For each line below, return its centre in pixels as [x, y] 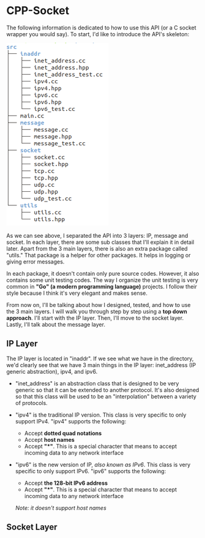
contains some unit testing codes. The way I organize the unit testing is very [102, 280]
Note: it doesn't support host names [61, 508]
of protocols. [31, 403]
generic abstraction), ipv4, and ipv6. [52, 371]
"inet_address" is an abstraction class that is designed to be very [97, 383]
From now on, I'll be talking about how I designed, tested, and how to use [99, 305]
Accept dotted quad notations [63, 433]
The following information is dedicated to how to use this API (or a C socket [102, 28]
